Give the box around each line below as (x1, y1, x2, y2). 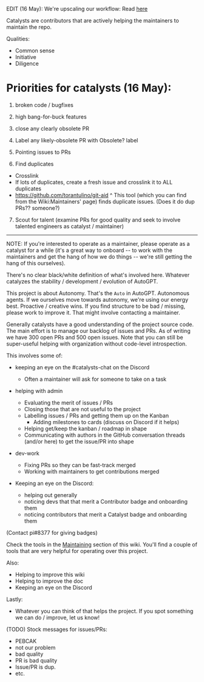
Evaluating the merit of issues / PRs (24, 398, 114, 406)
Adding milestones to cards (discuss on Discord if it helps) (33, 418, 180, 425)
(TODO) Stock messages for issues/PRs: (6, 625, 107, 633)
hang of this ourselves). (6, 259, 66, 266)
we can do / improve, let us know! (15, 614, 100, 621)
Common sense (15, 47, 55, 54)
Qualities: (6, 35, 30, 42)
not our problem (15, 644, 56, 651)
